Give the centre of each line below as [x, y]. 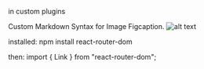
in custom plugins [37, 11]
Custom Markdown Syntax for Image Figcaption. [86, 26]
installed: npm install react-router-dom [71, 42]
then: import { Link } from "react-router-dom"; [82, 57]
